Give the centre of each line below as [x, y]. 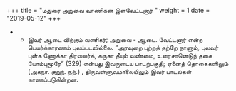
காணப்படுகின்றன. [53, 80]
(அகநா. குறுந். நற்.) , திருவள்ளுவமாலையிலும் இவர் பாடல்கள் [109, 71]
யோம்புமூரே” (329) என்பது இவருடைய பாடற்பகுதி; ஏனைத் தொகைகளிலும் [128, 64]
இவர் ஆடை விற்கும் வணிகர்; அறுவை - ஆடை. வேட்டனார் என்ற [115, 39]
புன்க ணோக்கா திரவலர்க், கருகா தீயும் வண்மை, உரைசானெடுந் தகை [120, 55]
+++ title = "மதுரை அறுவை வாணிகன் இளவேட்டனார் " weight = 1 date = [108, 10]
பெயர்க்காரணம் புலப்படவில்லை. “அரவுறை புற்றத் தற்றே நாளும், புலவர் [123, 48]
